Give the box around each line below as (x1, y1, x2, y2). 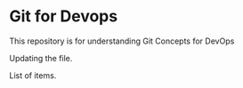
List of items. (9, 69, 57, 81)
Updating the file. (9, 52, 73, 63)
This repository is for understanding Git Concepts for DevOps (9, 36, 235, 46)
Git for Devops (9, 6, 118, 27)
